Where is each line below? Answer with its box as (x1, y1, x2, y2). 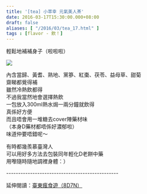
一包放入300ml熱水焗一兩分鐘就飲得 (6, 101, 95, 108)
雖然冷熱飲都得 (6, 86, 43, 93)
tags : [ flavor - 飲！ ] (6, 31, 63, 37)
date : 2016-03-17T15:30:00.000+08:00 (6, 14, 100, 20)
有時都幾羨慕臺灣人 (6, 143, 53, 150)
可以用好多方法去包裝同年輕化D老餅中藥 (6, 150, 104, 157)
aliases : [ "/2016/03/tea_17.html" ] (6, 25, 100, 31)
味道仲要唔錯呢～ (6, 131, 48, 138)
